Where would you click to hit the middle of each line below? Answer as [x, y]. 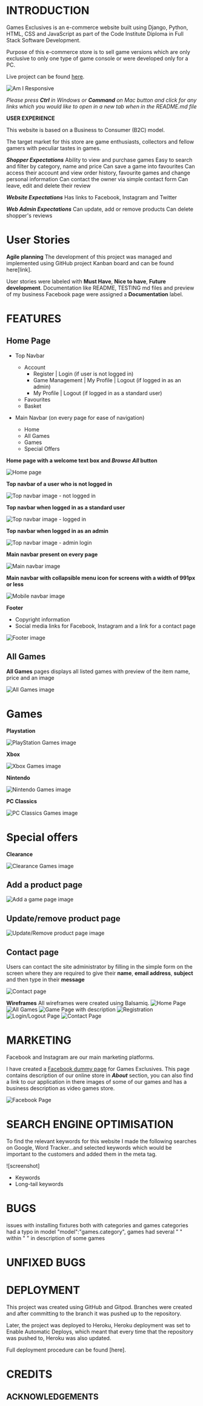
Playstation [21, 731]
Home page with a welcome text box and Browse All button [82, 460]
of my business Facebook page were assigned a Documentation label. [95, 294]
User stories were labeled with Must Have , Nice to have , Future [86, 281]
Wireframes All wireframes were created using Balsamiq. [78, 1003]
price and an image [30, 678]
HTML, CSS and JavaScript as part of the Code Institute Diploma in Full [95, 33]
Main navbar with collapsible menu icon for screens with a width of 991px [101, 578]
